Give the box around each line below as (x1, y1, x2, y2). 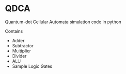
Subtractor (12, 43, 34, 48)
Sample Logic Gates (12, 63, 52, 69)
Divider (12, 53, 27, 59)
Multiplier (12, 48, 31, 54)
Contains (5, 28, 23, 34)
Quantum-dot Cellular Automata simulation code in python (5, 19, 122, 25)
